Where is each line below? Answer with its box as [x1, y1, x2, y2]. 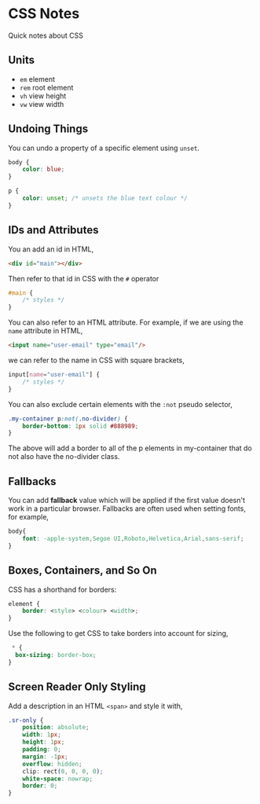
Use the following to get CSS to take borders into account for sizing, [8, 629, 229, 638]
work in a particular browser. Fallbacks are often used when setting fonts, [8, 504, 246, 513]
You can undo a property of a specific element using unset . [8, 143, 200, 152]
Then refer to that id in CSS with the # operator [8, 274, 159, 283]
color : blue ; [22, 166, 65, 174]
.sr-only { [8, 716, 44, 724]
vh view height [19, 91, 67, 101]
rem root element [19, 83, 74, 92]
